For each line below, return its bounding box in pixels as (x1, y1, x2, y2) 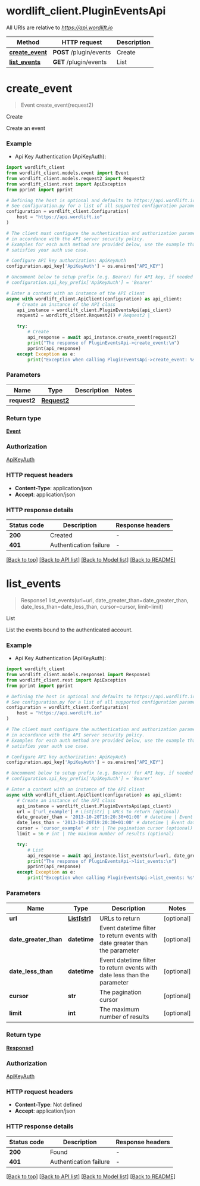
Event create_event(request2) (20, 101, 94, 109)
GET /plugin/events (52, 58, 107, 66)
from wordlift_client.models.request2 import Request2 (6, 175, 145, 181)
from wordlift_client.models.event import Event (6, 170, 129, 176)
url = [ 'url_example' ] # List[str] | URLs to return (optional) (17, 809, 180, 815)
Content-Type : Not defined (14, 1101, 82, 1108)
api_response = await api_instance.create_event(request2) (27, 335, 177, 340)
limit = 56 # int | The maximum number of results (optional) (17, 831, 174, 837)
